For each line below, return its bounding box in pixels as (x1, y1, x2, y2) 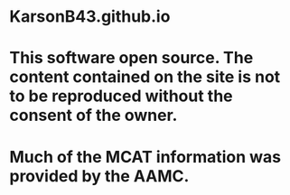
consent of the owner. (9, 106, 178, 125)
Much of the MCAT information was (9, 146, 282, 167)
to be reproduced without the (9, 86, 233, 107)
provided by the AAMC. (9, 165, 190, 186)
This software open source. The (9, 48, 254, 69)
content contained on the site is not (9, 67, 281, 88)
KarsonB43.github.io (9, 6, 171, 27)
